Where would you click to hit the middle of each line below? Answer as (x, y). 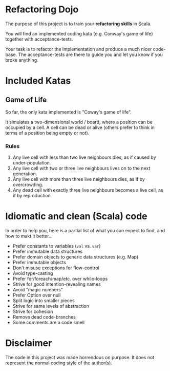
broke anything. (22, 60)
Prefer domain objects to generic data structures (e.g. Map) (76, 257)
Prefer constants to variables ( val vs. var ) (57, 246)
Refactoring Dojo (42, 10)
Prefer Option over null (37, 295)
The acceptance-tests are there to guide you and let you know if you (90, 54)
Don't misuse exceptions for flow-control (56, 268)
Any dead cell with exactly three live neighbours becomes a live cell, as (88, 190)
